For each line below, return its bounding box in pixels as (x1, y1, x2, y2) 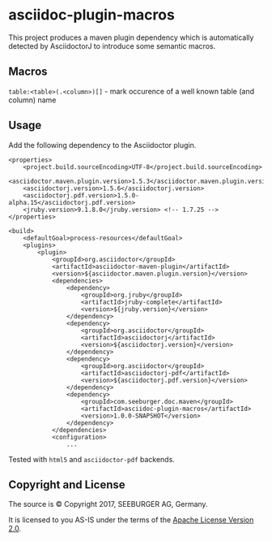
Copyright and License (8, 478, 125, 491)
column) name (8, 95, 57, 105)
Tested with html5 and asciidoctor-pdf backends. (8, 454, 176, 464)
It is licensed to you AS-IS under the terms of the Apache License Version (8, 515, 254, 525)
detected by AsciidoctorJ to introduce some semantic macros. (8, 41, 216, 50)
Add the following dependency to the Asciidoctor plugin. (8, 140, 197, 149)
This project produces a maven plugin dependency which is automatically (8, 32, 254, 42)
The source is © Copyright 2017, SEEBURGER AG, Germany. (8, 500, 208, 509)
